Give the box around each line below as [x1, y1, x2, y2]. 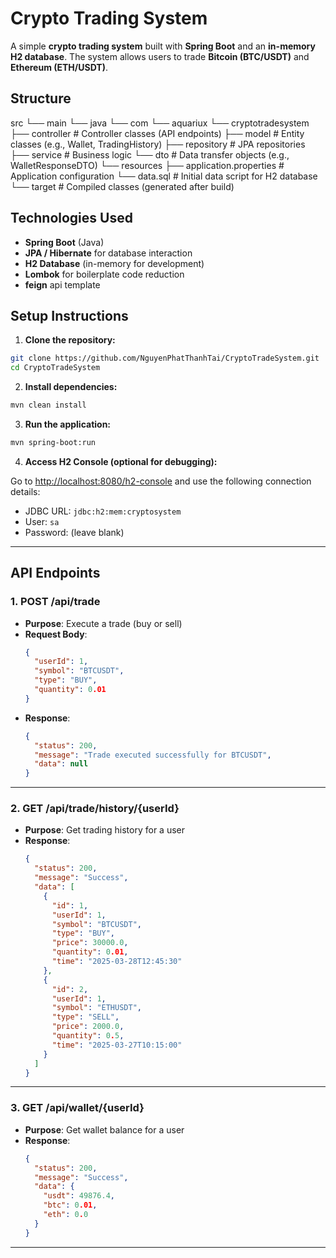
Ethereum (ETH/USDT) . [10, 61, 108, 73]
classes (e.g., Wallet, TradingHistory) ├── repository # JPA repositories [10, 138, 306, 150]
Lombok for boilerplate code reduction [24, 268, 185, 280]
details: [10, 485, 41, 497]
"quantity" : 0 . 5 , [51, 1031, 125, 1041]
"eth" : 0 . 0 [43, 1210, 89, 1220]
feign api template [24, 278, 101, 291]
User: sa [24, 515, 60, 527]
